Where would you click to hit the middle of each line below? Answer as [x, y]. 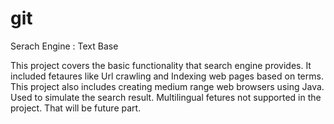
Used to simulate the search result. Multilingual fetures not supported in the [166, 97]
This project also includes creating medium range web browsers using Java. [167, 86]
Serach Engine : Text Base [64, 46]
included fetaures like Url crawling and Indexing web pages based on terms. [167, 76]
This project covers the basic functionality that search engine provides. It [161, 65]
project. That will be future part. [76, 108]
